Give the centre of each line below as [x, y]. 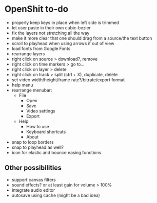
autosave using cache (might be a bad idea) [56, 195]
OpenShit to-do [37, 9]
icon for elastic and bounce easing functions [56, 152]
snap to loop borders [33, 142]
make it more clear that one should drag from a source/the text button [82, 38]
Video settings [41, 111]
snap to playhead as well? [38, 147]
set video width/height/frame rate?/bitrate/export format [68, 80]
